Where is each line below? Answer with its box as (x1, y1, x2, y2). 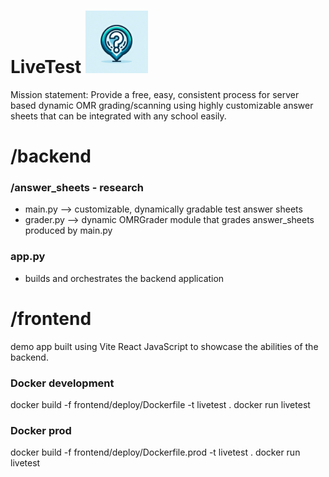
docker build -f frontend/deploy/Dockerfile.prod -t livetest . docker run (10, 446, 301, 459)
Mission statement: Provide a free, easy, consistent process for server (10, 88, 300, 100)
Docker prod (10, 423, 72, 437)
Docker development (10, 376, 115, 390)
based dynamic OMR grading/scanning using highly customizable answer (10, 99, 314, 111)
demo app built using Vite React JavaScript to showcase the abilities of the (10, 340, 319, 352)
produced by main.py (24, 225, 113, 237)
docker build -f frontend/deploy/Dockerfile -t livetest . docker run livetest (10, 398, 311, 410)
